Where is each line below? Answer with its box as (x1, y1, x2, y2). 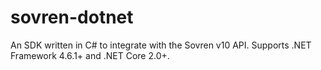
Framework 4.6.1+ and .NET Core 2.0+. (10, 49, 170, 61)
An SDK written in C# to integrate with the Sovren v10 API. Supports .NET (10, 39, 312, 51)
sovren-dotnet (10, 6, 134, 29)
